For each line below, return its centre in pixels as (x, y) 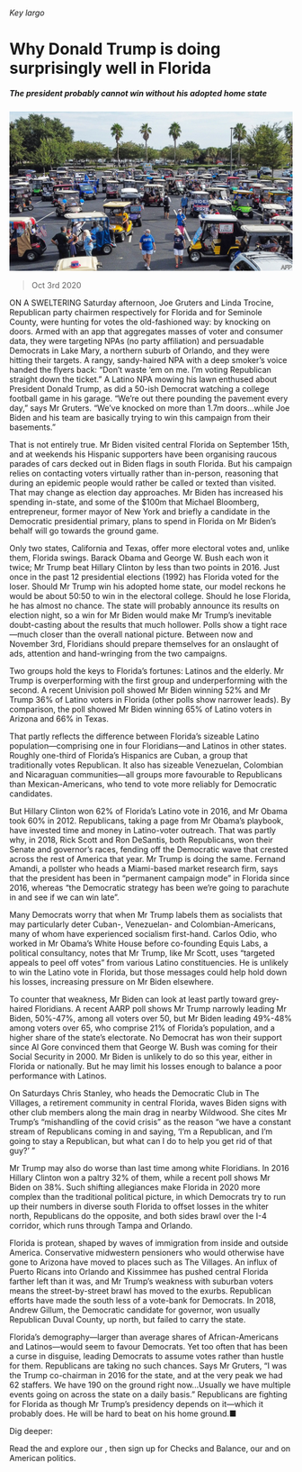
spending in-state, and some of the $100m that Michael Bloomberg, (134, 502)
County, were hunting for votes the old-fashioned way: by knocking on (140, 322)
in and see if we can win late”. (64, 897)
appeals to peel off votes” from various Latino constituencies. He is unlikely (149, 963)
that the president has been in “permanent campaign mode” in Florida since (150, 878)
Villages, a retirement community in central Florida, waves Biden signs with (148, 1103)
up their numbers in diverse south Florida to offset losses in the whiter (139, 1206)
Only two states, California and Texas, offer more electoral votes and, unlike (150, 549)
